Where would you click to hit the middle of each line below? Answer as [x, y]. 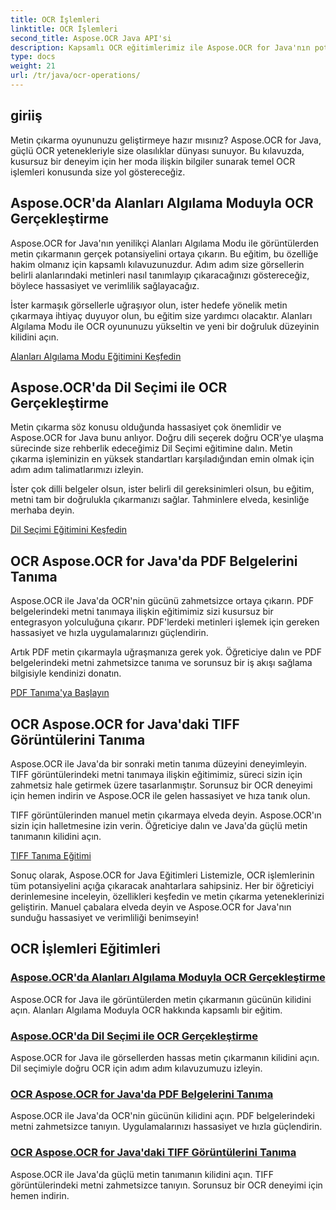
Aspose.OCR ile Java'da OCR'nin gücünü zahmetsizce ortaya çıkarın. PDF [162, 601]
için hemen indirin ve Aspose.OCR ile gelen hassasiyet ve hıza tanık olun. [160, 795]
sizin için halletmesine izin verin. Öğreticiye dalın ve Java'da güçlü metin [159, 825]
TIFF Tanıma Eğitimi [51, 855]
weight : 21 [33, 66]
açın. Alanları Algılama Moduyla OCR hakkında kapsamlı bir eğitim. [146, 1010]
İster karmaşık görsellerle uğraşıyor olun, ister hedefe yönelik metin [149, 305]
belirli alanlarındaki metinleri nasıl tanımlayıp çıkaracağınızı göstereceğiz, [160, 275]
